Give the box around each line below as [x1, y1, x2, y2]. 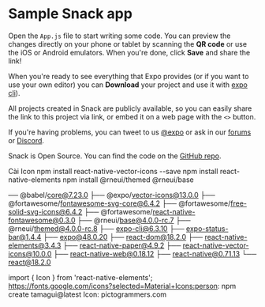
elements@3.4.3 [8, 241, 62, 250]
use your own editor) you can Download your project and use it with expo [8, 80, 248, 89]
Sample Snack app [8, 5, 132, 23]
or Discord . [8, 135, 45, 145]
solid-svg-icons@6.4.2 [8, 207, 83, 216]
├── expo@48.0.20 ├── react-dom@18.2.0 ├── [43, 232, 203, 241]
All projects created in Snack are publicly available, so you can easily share [8, 104, 252, 113]
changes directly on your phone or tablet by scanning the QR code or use [8, 39, 247, 48]
